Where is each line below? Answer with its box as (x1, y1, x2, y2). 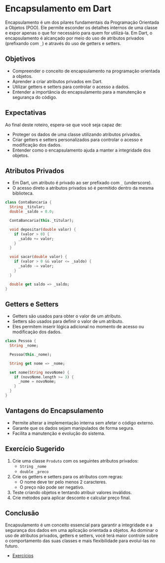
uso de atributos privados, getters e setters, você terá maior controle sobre (5, 533, 158, 539)
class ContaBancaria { (5, 200, 52, 205)
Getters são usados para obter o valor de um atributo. (12, 313, 122, 319)
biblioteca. (12, 190, 34, 196)
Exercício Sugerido (5, 445, 65, 453)
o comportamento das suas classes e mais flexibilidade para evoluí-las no (5, 538, 156, 544)
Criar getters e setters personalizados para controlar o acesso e (12, 137, 143, 143)
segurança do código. (12, 94, 57, 100)
